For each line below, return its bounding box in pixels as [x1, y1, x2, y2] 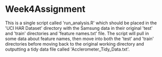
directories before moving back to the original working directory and [5, 41, 144, 47]
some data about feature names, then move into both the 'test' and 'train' [5, 36, 154, 42]
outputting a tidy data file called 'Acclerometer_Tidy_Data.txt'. [5, 46, 130, 52]
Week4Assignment [5, 3, 85, 15]
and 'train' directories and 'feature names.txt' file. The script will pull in [5, 30, 149, 36]
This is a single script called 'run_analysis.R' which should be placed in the [5, 20, 157, 26]
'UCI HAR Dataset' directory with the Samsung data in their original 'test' [5, 25, 153, 31]
